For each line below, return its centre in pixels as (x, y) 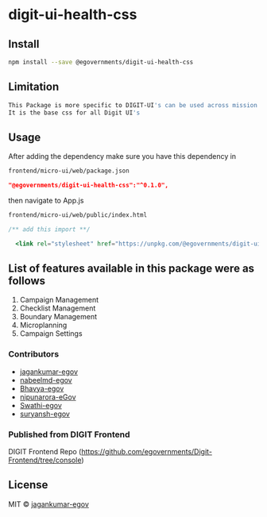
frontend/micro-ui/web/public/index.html (78, 215)
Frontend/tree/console (45, 460)
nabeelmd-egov (46, 380)
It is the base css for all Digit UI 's (74, 113)
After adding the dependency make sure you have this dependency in (122, 156)
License (28, 485)
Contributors (34, 354)
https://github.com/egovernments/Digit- (147, 452)
